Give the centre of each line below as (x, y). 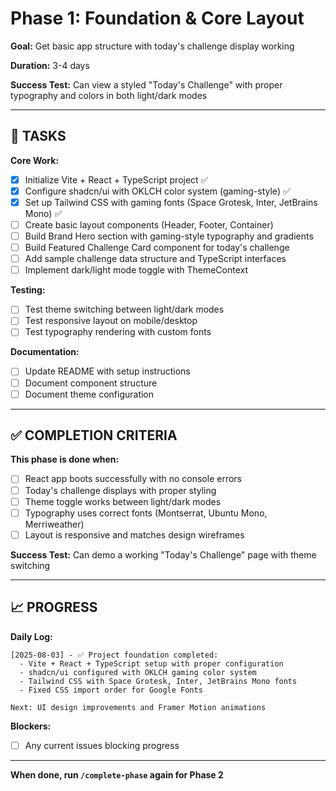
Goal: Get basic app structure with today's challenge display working (152, 46)
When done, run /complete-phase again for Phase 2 (117, 774)
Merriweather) (54, 524)
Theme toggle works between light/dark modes (123, 501)
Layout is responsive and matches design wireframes (134, 534)
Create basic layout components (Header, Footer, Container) (149, 224)
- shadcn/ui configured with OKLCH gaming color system (138, 672)
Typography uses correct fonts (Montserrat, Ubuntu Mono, (146, 513)
